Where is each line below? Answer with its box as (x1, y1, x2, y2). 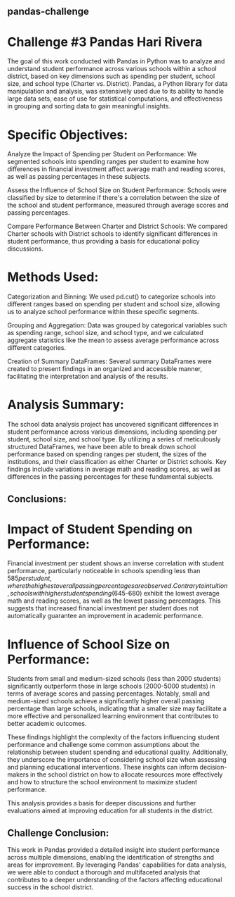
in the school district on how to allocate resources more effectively (30, 770, 223, 779)
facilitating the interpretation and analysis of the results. (7, 372, 168, 381)
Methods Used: (7, 269, 99, 285)
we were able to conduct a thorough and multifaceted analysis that (7, 868, 201, 877)
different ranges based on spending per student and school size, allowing (7, 300, 220, 308)
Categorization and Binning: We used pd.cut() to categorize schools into (7, 292, 216, 301)
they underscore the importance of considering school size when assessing (7, 755, 227, 764)
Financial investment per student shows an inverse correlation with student (7, 559, 224, 567)
